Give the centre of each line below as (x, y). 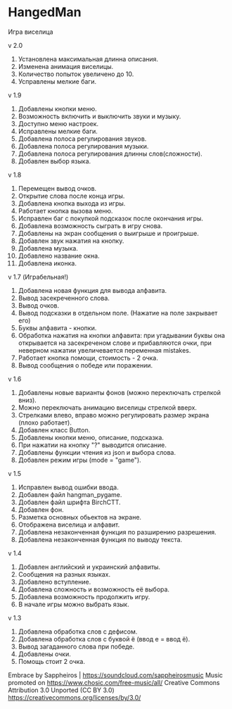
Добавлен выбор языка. (54, 161)
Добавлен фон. (41, 509)
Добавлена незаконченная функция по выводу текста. (100, 539)
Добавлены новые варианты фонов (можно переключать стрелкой (119, 392)
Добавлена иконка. (47, 263)
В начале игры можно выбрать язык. (73, 604)
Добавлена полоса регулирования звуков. (82, 139)
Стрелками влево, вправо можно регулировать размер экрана (114, 415)
